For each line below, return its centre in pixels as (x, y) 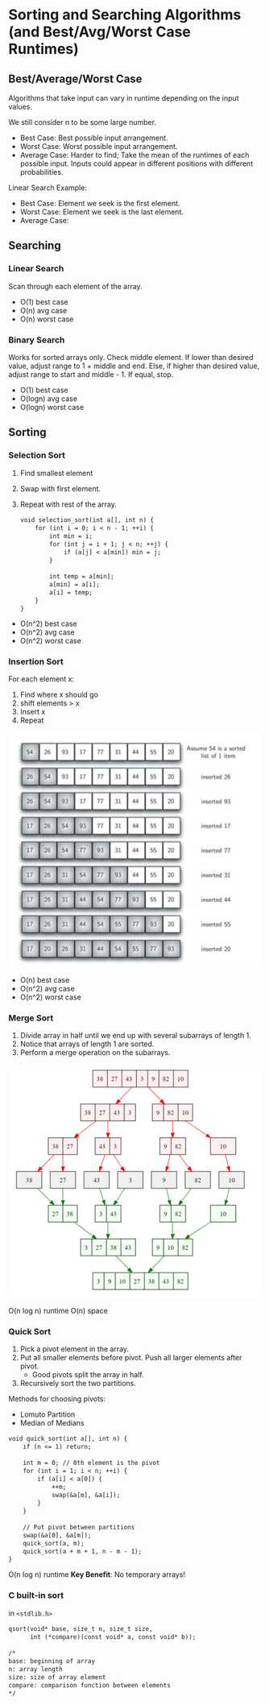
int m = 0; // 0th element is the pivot (91, 1463)
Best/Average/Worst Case (75, 79)
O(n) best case (45, 980)
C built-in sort (36, 1595)
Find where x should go (59, 694)
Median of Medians (52, 1423)
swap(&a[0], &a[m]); (57, 1536)
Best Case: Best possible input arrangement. (94, 138)
